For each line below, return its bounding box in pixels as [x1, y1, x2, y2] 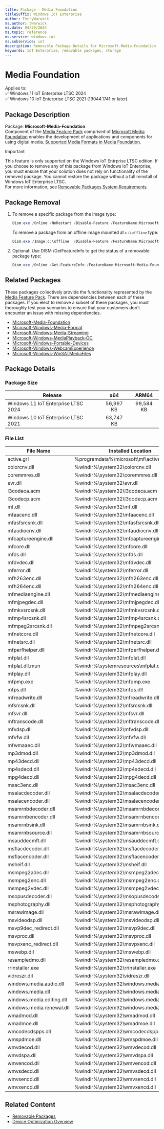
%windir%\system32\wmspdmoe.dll [74, 1036, 158, 1043]
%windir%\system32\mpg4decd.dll [74, 774, 157, 781]
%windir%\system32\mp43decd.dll [74, 758, 157, 765]
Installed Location [109, 448, 152, 454]
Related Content [5, 1100, 56, 1108]
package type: [12, 253, 41, 259]
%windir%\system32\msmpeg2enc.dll [74, 877, 163, 884]
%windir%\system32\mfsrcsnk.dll [74, 702, 153, 709]
